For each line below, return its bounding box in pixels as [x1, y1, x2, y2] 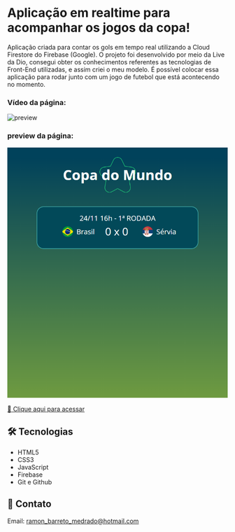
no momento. [7, 80, 45, 88]
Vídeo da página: [7, 97, 66, 107]
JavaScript [17, 463, 49, 471]
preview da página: [7, 131, 74, 141]
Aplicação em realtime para [7, 5, 171, 21]
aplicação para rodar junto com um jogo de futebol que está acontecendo [7, 72, 220, 81]
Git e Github [17, 477, 52, 486]
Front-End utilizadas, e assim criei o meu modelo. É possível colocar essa [7, 65, 219, 73]
